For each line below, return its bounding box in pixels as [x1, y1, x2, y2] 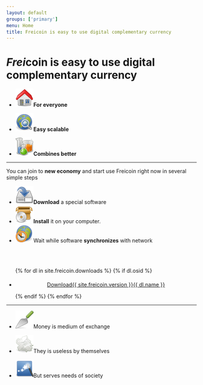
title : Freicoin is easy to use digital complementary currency [6, 29, 172, 35]
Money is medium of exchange [33, 323, 111, 330]
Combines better [33, 150, 77, 157]
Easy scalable [33, 126, 69, 133]
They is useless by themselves [33, 348, 110, 355]
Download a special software [33, 199, 107, 206]
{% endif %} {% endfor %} [14, 293, 82, 300]
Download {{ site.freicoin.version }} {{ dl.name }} [47, 281, 165, 288]
